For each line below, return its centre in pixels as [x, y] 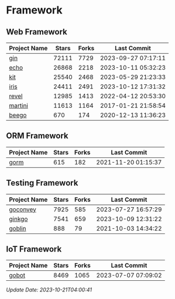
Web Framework [37, 32]
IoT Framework [34, 249]
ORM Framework [37, 136]
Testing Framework [42, 183]
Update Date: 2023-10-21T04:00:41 [49, 290]
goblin [18, 228]
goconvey [23, 209]
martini [18, 106]
